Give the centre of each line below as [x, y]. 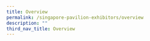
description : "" [27, 23]
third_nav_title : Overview [41, 29]
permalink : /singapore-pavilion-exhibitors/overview [75, 17]
